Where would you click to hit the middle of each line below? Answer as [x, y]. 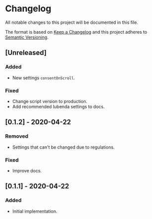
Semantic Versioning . [27, 37]
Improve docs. [27, 170]
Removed [17, 136]
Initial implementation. [35, 211]
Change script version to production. [50, 101]
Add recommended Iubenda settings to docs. [58, 107]
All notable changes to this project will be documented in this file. [72, 22]
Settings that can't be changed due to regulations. [63, 147]
